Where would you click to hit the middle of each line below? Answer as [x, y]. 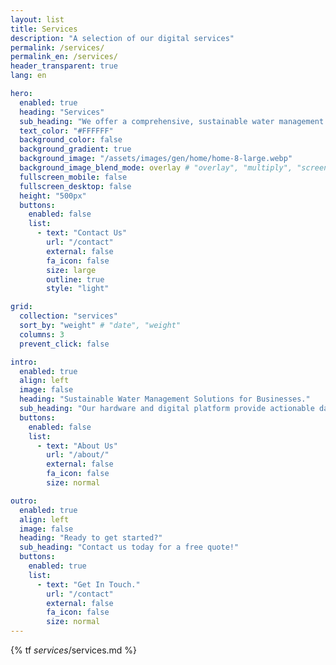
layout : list [37, 19]
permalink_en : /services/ [64, 57]
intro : [24, 362]
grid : [21, 307]
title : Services [44, 29]
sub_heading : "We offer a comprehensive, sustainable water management [172, 121]
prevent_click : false [64, 344]
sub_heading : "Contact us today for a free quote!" [129, 547]
